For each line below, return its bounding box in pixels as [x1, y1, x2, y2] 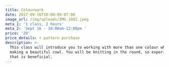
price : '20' [5, 31, 30, 36]
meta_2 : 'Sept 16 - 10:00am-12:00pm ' [5, 26, 87, 31]
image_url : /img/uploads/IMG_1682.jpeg [5, 17, 89, 22]
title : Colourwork [5, 7, 44, 13]
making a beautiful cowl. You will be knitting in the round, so [10, 49, 150, 54]
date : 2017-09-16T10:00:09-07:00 [5, 12, 75, 17]
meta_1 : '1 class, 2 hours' [5, 21, 64, 27]
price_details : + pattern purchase [5, 36, 80, 41]
